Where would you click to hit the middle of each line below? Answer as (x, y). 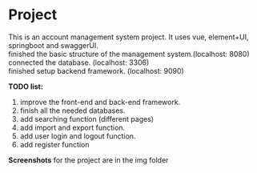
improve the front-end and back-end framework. (100, 102)
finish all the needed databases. (72, 111)
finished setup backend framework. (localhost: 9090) (96, 70)
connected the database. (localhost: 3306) (79, 62)
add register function (54, 144)
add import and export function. (72, 127)
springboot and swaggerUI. (53, 45)
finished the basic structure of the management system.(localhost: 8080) (129, 54)
